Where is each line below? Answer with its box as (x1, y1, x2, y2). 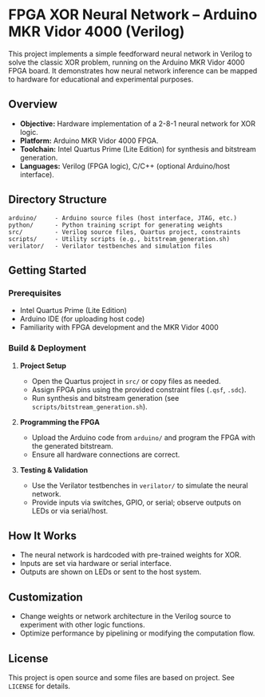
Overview (8, 97, 58, 111)
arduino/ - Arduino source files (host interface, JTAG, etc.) (8, 214, 238, 222)
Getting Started (8, 263, 87, 277)
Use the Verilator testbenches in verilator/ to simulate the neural (31, 481, 249, 490)
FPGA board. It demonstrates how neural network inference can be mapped (8, 65, 258, 75)
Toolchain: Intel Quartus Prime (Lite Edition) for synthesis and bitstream (19, 144, 257, 153)
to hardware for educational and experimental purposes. (8, 74, 194, 84)
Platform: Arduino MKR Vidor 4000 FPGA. (19, 136, 159, 145)
